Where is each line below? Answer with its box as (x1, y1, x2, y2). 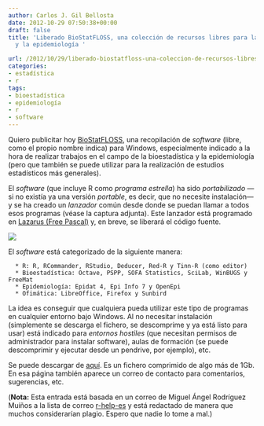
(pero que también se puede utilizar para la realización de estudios (8, 160, 225, 169)
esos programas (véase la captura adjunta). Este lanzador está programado (8, 209, 253, 218)
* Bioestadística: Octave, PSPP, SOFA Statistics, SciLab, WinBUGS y (15, 269, 247, 277)
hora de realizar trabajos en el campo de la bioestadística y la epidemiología (8, 152, 255, 161)
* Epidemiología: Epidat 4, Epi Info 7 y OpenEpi (15, 283, 181, 291)
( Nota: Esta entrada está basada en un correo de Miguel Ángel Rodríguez (8, 392, 246, 402)
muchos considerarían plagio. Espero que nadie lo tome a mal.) (8, 409, 213, 418)
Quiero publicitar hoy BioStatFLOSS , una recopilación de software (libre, (8, 135, 242, 144)
